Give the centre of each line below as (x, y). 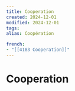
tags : (13, 28)
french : (16, 44)
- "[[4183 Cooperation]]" (38, 50)
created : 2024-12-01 (32, 17)
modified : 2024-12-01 (33, 22)
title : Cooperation (30, 12)
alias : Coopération (30, 34)
